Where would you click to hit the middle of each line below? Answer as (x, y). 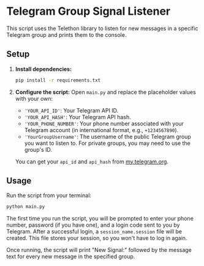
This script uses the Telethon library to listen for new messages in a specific (102, 28)
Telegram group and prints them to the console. (66, 34)
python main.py (26, 207)
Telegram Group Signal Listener (89, 11)
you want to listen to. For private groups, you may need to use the (108, 143)
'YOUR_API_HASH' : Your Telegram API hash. (77, 117)
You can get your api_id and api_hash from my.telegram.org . (92, 162)
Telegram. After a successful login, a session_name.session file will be (94, 232)
